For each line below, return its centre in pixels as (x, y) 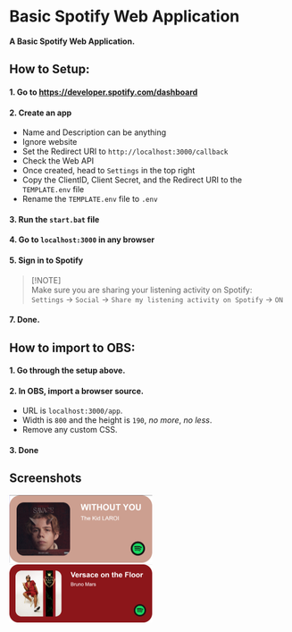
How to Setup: (50, 69)
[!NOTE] (46, 280)
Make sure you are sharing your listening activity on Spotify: (142, 290)
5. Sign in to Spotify (46, 260)
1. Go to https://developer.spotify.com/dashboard (104, 92)
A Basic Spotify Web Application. (72, 41)
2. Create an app (41, 113)
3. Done (24, 450)
